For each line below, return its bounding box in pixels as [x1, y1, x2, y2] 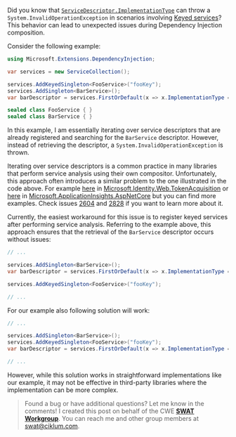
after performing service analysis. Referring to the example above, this [7, 221, 211, 229]
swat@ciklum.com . [24, 422, 80, 430]
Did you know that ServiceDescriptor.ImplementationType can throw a [7, 6, 211, 14]
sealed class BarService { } [7, 113, 93, 120]
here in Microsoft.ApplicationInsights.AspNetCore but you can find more [7, 192, 216, 200]
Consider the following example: [7, 42, 101, 50]
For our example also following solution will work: [7, 306, 150, 315]
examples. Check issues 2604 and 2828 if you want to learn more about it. [7, 200, 223, 208]
